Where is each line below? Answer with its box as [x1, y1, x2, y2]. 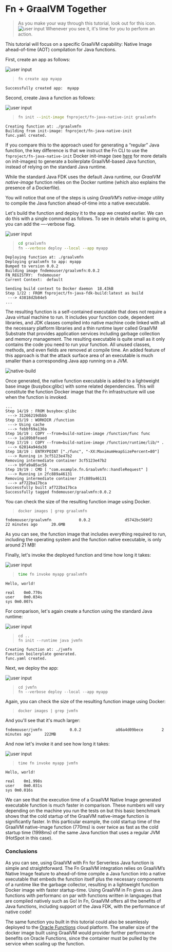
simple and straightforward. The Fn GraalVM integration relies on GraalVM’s [5, 865, 165, 871]
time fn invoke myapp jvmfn [17, 761, 78, 766]
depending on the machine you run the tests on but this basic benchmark [5, 808, 161, 814]
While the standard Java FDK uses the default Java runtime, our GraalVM [5, 173, 161, 180]
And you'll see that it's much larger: [5, 718, 81, 724]
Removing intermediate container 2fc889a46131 [5, 476, 107, 481]
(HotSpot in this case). [5, 835, 53, 841]
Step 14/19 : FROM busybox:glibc [5, 409, 77, 414]
